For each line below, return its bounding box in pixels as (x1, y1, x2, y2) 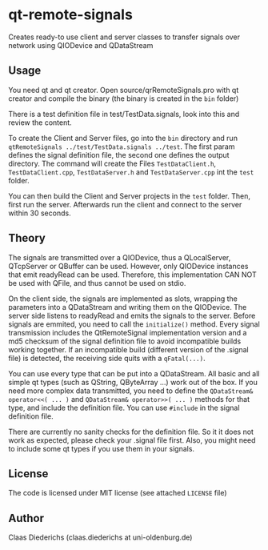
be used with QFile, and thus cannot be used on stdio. (8, 278, 186, 287)
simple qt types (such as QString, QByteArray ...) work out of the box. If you (8, 377, 258, 387)
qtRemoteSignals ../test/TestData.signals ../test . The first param (8, 142, 235, 151)
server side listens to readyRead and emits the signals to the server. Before (8, 311, 256, 320)
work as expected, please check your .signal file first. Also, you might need (8, 435, 256, 445)
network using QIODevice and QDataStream (8, 40, 154, 50)
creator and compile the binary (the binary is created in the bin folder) (8, 94, 239, 103)
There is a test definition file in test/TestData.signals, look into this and (8, 109, 240, 118)
